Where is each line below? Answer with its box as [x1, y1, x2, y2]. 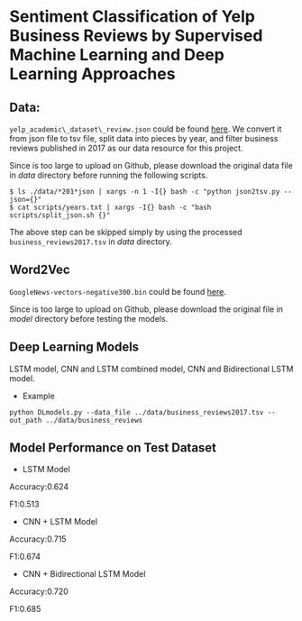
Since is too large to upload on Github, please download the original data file [9, 160, 293, 170]
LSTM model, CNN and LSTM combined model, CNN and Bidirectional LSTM [9, 363, 294, 374]
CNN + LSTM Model [22, 516, 97, 527]
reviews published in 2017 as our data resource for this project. [9, 142, 243, 153]
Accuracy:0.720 [9, 586, 69, 597]
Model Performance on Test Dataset [9, 440, 217, 456]
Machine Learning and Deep [9, 45, 225, 65]
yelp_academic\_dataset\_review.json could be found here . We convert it [9, 123, 282, 134]
